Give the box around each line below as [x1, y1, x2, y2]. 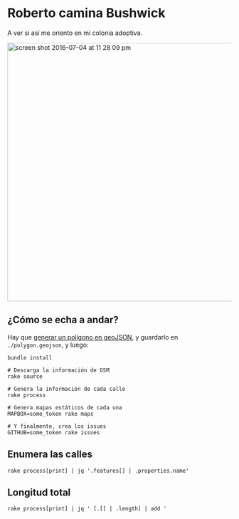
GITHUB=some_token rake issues [7, 429, 100, 436]
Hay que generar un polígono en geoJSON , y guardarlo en [7, 332, 179, 341]
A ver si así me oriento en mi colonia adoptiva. [7, 28, 143, 37]
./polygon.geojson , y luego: [7, 340, 89, 349]
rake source [7, 372, 43, 380]
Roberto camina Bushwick [7, 5, 166, 21]
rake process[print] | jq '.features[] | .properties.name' [7, 467, 190, 474]
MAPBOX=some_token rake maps [7, 410, 94, 417]
